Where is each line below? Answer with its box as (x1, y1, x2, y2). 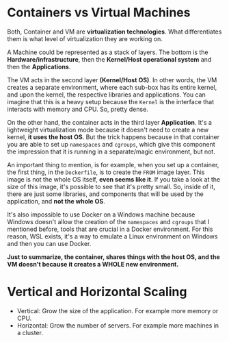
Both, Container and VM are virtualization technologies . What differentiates (7, 27, 222, 36)
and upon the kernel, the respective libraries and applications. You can (7, 90, 206, 99)
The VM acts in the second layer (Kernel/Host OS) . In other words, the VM (7, 75, 217, 84)
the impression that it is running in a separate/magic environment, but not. (7, 147, 215, 156)
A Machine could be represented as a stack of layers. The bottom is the (7, 48, 208, 56)
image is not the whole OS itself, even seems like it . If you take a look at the (7, 175, 221, 183)
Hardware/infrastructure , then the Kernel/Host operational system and (7, 55, 212, 63)
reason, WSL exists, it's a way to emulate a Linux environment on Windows (7, 232, 218, 241)
